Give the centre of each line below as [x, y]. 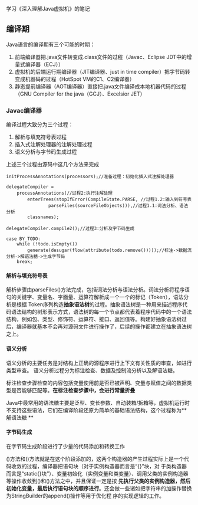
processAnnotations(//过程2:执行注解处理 [65, 194]
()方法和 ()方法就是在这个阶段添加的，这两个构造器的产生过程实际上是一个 [95, 458]
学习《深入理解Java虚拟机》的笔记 [48, 9]
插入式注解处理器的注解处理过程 [53, 145]
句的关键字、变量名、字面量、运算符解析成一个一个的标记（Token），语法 [95, 297]
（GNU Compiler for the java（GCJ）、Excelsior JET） [80, 94]
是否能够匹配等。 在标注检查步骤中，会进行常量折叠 [73, 390]
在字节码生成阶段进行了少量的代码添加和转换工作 [65, 446]
